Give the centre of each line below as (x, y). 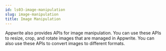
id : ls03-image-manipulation (35, 10)
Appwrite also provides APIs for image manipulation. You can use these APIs (83, 33)
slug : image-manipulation (32, 14)
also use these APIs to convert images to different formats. (65, 44)
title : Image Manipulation (33, 19)
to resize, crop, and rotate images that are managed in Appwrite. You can (80, 38)
